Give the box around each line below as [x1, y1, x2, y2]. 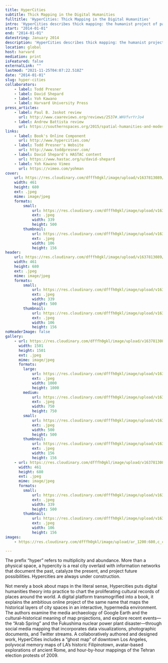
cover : [5, 171, 19, 176]
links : [5, 128, 19, 134]
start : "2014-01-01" [5, 26, 48, 31]
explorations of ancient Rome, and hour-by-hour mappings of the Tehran [5, 647, 155, 653]
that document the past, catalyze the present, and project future [5, 568, 137, 574]
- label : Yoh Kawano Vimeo [14, 161, 70, 166]
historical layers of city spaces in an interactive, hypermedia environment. [5, 604, 157, 610]
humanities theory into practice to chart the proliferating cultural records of [5, 588, 160, 595]
